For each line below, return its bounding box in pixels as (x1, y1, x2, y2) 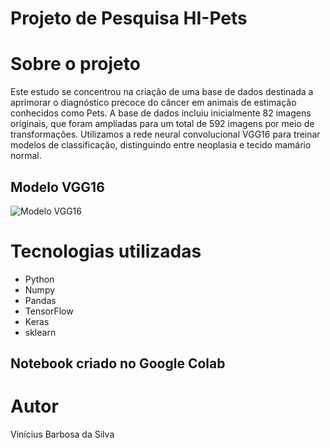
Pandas (24, 294, 57, 306)
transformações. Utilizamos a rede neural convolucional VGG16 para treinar (10, 128, 321, 141)
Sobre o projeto (10, 53, 141, 76)
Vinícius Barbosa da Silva (10, 428, 115, 441)
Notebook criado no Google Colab (10, 355, 226, 372)
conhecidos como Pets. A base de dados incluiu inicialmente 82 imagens (10, 107, 312, 119)
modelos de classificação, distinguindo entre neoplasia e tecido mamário (10, 139, 312, 151)
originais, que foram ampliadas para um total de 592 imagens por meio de (10, 118, 315, 130)
